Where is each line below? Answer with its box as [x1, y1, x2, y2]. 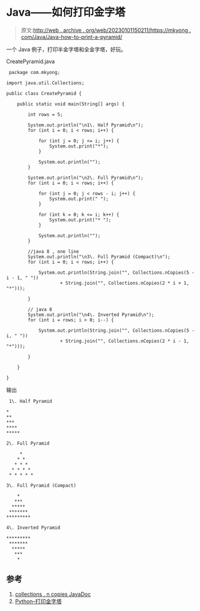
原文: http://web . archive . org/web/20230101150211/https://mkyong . [20, 26, 191, 34]
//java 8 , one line [28, 248, 79, 255]
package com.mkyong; [8, 69, 61, 75]
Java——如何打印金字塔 [6, 5, 126, 19]
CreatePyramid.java [6, 58, 55, 65]
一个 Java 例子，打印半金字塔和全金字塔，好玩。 [6, 46, 127, 53]
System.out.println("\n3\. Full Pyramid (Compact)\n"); [28, 253, 171, 259]
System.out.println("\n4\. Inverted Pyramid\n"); [28, 311, 154, 318]
